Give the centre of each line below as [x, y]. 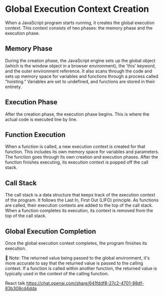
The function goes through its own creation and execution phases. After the [82, 157]
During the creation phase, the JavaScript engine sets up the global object [80, 61]
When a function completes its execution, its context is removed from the [79, 211]
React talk [15, 283]
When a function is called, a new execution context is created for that [75, 147]
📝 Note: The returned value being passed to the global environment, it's [77, 258]
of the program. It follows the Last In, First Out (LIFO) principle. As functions [82, 200]
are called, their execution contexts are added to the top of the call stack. [79, 205]
